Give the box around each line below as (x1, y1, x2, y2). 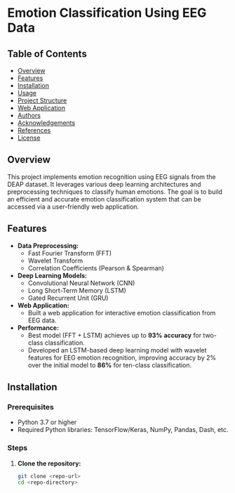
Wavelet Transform (27, 256, 83, 265)
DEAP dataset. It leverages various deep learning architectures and (7, 180, 201, 188)
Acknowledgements (17, 119, 76, 127)
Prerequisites (7, 402, 54, 412)
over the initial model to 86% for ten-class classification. (27, 360, 192, 369)
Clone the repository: (17, 459, 81, 468)
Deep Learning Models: (17, 271, 88, 280)
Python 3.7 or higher (17, 418, 77, 426)
